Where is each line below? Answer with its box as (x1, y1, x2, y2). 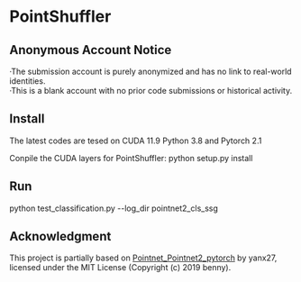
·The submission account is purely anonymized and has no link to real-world (9, 66, 292, 77)
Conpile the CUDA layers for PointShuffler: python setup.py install (9, 152, 253, 163)
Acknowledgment (9, 229, 112, 244)
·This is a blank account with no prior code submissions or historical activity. (9, 86, 293, 96)
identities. (9, 76, 46, 86)
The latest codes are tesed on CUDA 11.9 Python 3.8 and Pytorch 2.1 (9, 135, 262, 146)
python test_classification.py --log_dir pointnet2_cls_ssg (9, 203, 219, 214)
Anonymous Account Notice (9, 42, 172, 58)
